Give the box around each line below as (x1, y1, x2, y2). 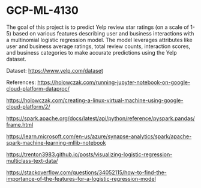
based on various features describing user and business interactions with (13, 29, 194, 37)
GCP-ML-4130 (6, 4, 79, 17)
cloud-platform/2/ (6, 103, 50, 110)
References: (6, 79, 36, 86)
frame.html (6, 121, 34, 128)
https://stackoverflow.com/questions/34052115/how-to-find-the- (6, 169, 167, 176)
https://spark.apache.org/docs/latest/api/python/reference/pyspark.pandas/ (6, 115, 195, 122)
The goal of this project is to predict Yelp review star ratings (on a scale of (6, 23, 189, 31)
